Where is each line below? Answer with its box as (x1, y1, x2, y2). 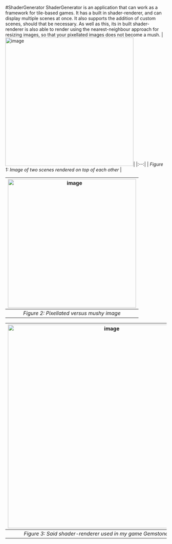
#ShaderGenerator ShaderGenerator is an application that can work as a (5, 5, 158, 10)
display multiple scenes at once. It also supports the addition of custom (5, 15, 156, 21)
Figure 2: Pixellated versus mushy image (23, 310, 121, 317)
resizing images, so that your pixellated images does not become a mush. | (5, 32, 163, 38)
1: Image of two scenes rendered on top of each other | (5, 167, 122, 173)
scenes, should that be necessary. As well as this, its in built (5, 21, 132, 27)
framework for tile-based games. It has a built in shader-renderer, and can (5, 10, 162, 16)
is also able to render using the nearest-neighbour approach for (25, 26, 159, 32)
